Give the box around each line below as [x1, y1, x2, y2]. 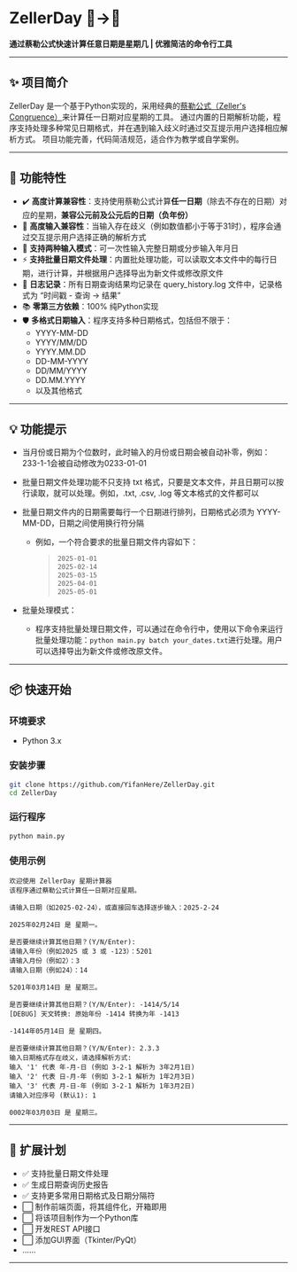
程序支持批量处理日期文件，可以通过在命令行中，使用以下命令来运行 [34, 623, 284, 634]
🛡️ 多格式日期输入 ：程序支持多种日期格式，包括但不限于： [21, 315, 232, 325]
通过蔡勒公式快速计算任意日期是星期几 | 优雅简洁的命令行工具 [9, 38, 232, 49]
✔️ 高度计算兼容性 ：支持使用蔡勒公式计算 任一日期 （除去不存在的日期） [21, 195, 280, 207]
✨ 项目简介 [9, 75, 69, 90]
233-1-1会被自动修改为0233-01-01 [21, 458, 148, 469]
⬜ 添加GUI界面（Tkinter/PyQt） [21, 1234, 141, 1245]
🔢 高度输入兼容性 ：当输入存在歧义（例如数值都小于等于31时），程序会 [21, 221, 274, 231]
